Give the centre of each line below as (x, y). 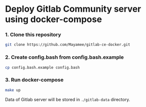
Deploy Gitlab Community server (73, 9)
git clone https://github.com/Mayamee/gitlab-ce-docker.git (68, 45)
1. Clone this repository (33, 35)
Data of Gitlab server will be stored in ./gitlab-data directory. (68, 99)
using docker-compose (53, 19)
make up (13, 90)
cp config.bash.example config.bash (42, 67)
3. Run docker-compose (34, 80)
